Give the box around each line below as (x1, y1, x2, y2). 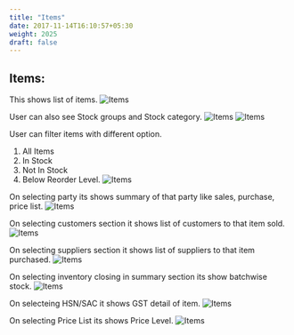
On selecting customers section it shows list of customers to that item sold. (9, 219, 285, 229)
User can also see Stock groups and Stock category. (9, 112, 203, 123)
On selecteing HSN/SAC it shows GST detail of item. (9, 299, 200, 309)
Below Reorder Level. (21, 174, 101, 185)
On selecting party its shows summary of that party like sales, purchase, (9, 192, 275, 203)
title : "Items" (9, 12, 66, 22)
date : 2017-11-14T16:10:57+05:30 (9, 21, 134, 30)
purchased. (9, 254, 52, 265)
